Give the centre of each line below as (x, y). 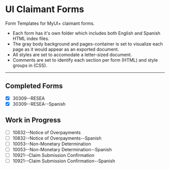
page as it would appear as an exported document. (66, 49)
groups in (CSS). (30, 65)
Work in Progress (33, 120)
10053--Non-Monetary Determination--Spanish (62, 149)
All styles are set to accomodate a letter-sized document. (72, 55)
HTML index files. (31, 38)
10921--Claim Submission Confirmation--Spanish (64, 161)
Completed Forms (34, 86)
